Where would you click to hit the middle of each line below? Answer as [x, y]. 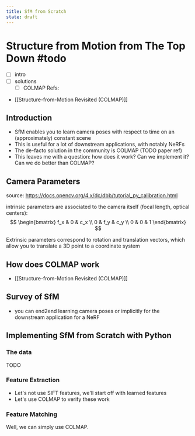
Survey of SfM [33, 297]
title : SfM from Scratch [36, 11]
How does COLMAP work [53, 264]
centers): [17, 213]
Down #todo [36, 58]
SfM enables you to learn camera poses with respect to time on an [95, 132]
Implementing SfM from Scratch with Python [89, 336]
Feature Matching [32, 414]
